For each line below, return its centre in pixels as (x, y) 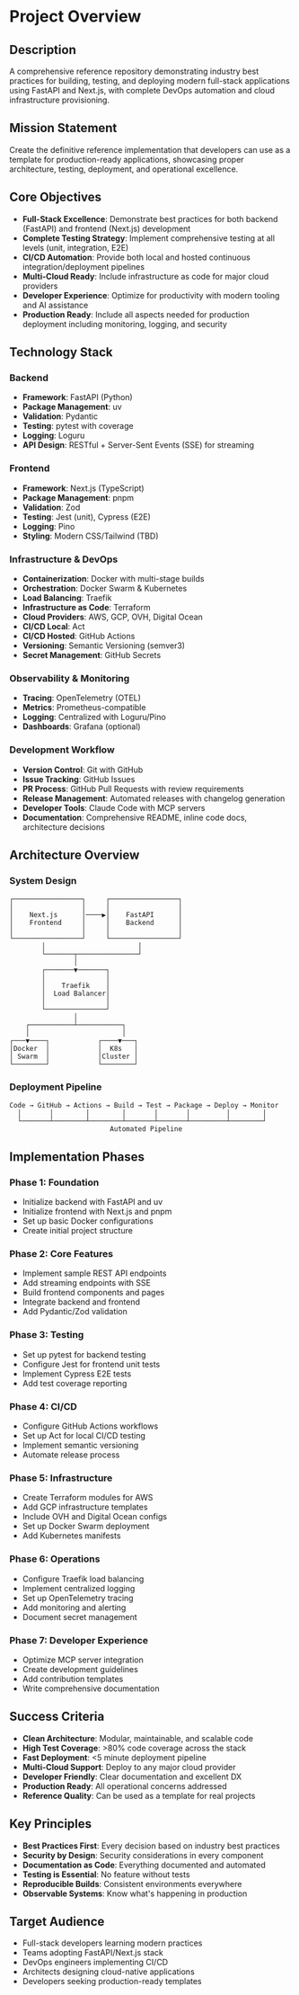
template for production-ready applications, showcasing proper (127, 159)
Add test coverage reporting (75, 1383)
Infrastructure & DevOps (64, 559)
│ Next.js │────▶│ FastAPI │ (96, 915)
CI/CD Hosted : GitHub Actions (79, 636)
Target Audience (57, 1921)
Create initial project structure (77, 1231)
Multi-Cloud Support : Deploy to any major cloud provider (129, 1767)
